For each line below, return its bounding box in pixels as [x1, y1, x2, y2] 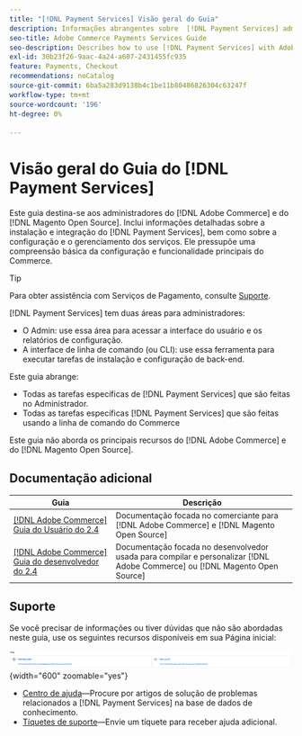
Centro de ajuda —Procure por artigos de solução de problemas [22, 687, 258, 698]
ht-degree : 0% [9, 109, 63, 119]
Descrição [182, 497, 222, 507]
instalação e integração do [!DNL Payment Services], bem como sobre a [9, 227, 277, 238]
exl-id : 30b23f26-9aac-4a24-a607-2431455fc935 [9, 52, 187, 62]
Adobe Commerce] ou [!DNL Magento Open [115, 561, 279, 571]
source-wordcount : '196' [9, 100, 102, 109]
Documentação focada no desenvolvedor [115, 542, 270, 552]
